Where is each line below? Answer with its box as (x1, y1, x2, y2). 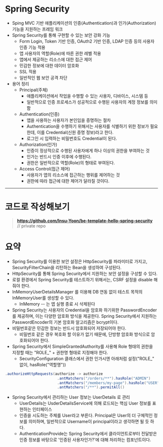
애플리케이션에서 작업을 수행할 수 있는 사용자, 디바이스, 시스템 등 (26, 93, 148, 99)
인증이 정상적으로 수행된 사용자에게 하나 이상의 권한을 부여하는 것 (26, 147, 150, 154)
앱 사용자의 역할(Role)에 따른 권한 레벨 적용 (19, 50, 101, 56)
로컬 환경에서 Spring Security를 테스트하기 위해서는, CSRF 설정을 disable (12, 276, 153, 282)
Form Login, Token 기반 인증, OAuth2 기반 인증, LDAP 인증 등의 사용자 (19, 38, 155, 44)
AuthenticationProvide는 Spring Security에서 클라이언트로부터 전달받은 (19, 431, 157, 437)
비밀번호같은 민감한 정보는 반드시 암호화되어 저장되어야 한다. (12, 325, 127, 331)
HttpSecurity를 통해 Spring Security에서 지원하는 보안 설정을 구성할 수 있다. (12, 271, 158, 276)
